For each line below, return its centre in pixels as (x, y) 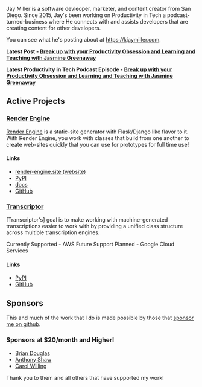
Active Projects (36, 101)
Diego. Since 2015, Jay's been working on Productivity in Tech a (86, 15)
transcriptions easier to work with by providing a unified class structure (95, 226)
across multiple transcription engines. (53, 232)
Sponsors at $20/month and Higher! (60, 340)
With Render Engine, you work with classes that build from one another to (98, 138)
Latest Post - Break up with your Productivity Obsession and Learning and (101, 51)
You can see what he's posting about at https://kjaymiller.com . (84, 40)
